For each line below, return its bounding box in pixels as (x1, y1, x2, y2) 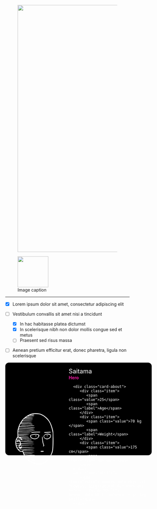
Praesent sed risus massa (20, 338, 72, 343)
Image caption (17, 287, 47, 293)
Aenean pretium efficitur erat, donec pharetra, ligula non (12, 347, 126, 353)
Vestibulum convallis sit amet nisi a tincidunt (12, 311, 102, 317)
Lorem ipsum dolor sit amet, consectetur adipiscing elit (12, 301, 124, 307)
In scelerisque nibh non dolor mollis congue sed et (20, 327, 123, 333)
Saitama (68, 367, 92, 376)
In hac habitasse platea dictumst (20, 321, 86, 327)
